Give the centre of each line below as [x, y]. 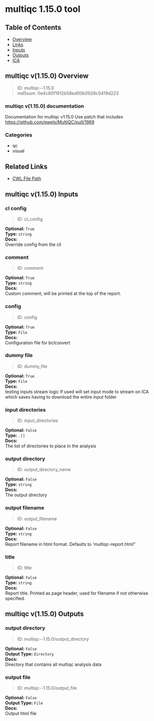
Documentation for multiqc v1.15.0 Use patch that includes [64, 117]
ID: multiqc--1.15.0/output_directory [53, 639]
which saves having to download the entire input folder [61, 397]
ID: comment [30, 268]
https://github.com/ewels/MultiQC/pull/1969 [50, 122]
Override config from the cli [33, 244]
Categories [19, 135]
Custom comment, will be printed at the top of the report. [63, 294]
